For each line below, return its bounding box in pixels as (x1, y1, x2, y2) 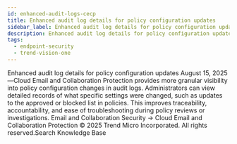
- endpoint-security (13, 43, 74, 50)
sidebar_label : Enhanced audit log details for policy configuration (7, 23, 217, 30)
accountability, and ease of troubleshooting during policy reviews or (7, 106, 205, 114)
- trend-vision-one (13, 50, 71, 57)
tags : (7, 37, 23, 44)
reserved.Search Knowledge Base (7, 128, 107, 137)
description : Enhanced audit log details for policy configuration (7, 30, 210, 37)
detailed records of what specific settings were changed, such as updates (7, 91, 223, 99)
